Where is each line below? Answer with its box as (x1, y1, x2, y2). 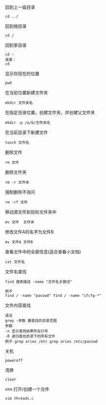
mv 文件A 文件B (5, 239, 33, 244)
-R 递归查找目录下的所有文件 (5, 334, 56, 339)
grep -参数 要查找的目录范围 (5, 318, 57, 323)
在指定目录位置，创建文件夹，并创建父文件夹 (5, 110, 95, 115)
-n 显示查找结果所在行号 (5, 329, 48, 334)
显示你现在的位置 (5, 71, 40, 76)
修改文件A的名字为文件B (5, 229, 54, 235)
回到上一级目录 (5, 4, 35, 10)
